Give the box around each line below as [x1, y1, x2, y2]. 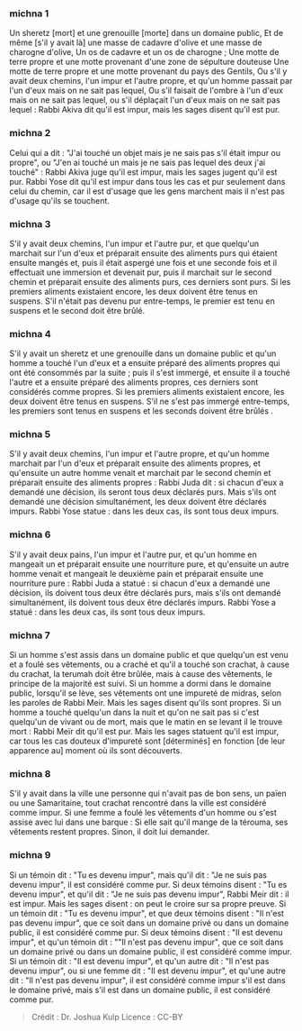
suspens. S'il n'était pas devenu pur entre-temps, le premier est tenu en [9, 296, 276, 306]
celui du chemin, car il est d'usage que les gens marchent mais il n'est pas [9, 186, 285, 196]
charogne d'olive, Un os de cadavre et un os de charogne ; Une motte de [9, 47, 280, 58]
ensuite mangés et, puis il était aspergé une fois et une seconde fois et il [9, 257, 277, 268]
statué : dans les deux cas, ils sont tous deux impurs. [9, 607, 206, 617]
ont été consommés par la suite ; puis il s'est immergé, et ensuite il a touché [9, 368, 290, 379]
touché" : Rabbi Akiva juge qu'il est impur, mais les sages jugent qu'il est [9, 166, 278, 178]
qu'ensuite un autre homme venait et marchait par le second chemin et [9, 468, 271, 479]
